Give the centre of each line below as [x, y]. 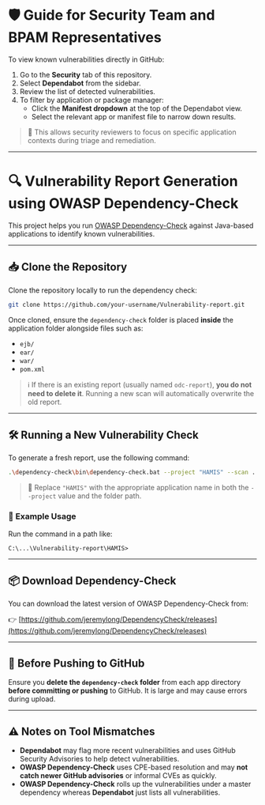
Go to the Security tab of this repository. [86, 74]
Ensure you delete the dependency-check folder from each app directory [125, 682]
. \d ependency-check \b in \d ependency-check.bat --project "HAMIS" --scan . [132, 472]
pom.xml [32, 369]
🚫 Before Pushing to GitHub [77, 663]
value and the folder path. [100, 496]
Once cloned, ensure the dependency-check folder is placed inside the [121, 319]
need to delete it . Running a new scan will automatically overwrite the [141, 393]
